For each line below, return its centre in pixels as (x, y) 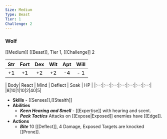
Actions (21, 121)
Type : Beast (17, 14)
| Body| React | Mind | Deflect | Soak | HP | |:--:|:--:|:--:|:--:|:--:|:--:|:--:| (78, 85)
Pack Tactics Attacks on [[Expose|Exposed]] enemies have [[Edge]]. (91, 116)
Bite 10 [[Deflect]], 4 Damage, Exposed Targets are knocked (82, 126)
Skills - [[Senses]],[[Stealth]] (42, 100)
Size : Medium (19, 10)
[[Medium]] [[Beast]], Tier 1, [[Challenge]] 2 (50, 52)
